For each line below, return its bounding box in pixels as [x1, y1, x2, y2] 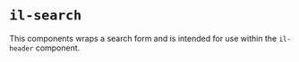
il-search [9, 7, 82, 24]
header [9, 43, 34, 53]
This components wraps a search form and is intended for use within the [9, 33, 278, 43]
